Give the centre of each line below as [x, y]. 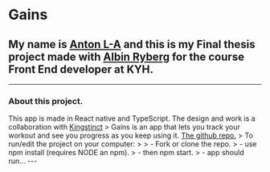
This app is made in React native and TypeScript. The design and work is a [132, 118]
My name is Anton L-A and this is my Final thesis [132, 44]
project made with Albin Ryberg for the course [127, 56]
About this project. [46, 101]
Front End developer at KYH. [81, 69]
